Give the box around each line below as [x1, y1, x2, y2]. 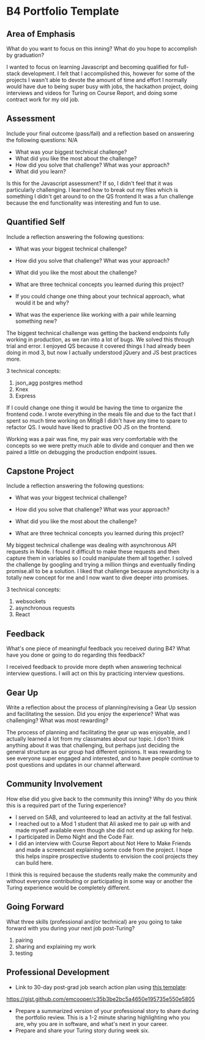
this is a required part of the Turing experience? [6, 801, 127, 809]
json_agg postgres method [15, 379, 83, 386]
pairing [15, 936, 34, 944]
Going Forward [6, 902, 64, 912]
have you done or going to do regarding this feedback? [6, 651, 145, 659]
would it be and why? [15, 299, 69, 306]
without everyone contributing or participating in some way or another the [6, 877, 193, 884]
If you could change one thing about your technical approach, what [15, 292, 185, 300]
